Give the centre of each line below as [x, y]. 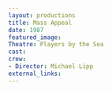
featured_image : [35, 37]
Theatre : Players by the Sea [56, 45]
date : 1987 [26, 30]
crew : [17, 59]
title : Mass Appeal [40, 23]
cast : [17, 52]
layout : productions [42, 15]
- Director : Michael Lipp [50, 67]
